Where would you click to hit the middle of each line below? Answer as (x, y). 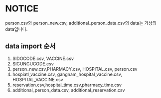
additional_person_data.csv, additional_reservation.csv (69, 90)
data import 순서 (30, 46)
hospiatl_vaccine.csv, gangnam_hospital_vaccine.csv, (67, 74)
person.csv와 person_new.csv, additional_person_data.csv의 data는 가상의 (81, 23)
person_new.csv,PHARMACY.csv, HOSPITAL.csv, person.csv (75, 69)
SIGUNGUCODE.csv (33, 64)
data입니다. (16, 29)
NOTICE (22, 9)
